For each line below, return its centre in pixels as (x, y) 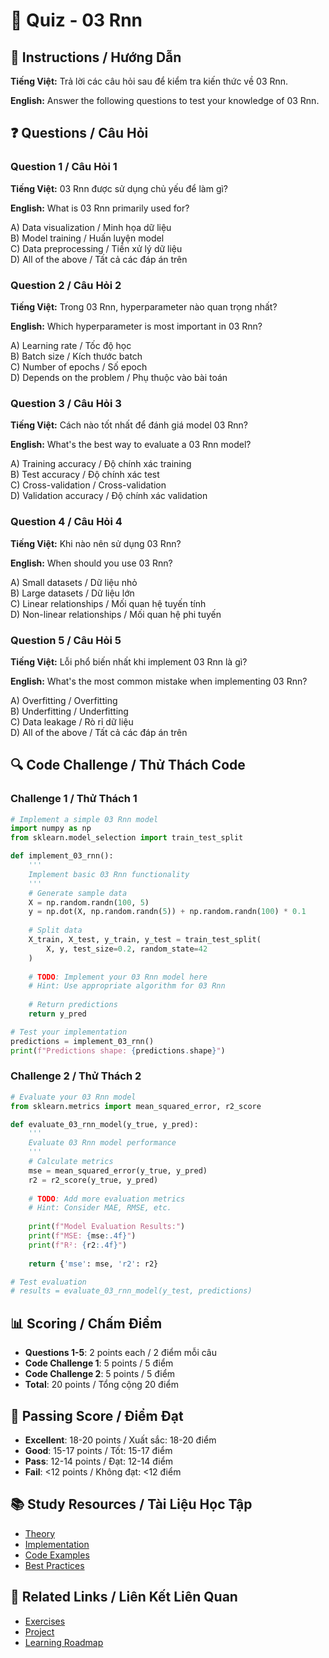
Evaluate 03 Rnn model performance (102, 1143)
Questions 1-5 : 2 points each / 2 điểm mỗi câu (120, 1353)
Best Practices (54, 1565)
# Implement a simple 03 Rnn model (84, 819)
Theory (40, 1533)
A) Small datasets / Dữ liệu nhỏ (74, 582)
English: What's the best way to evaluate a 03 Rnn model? (131, 445)
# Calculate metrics (71, 1162)
